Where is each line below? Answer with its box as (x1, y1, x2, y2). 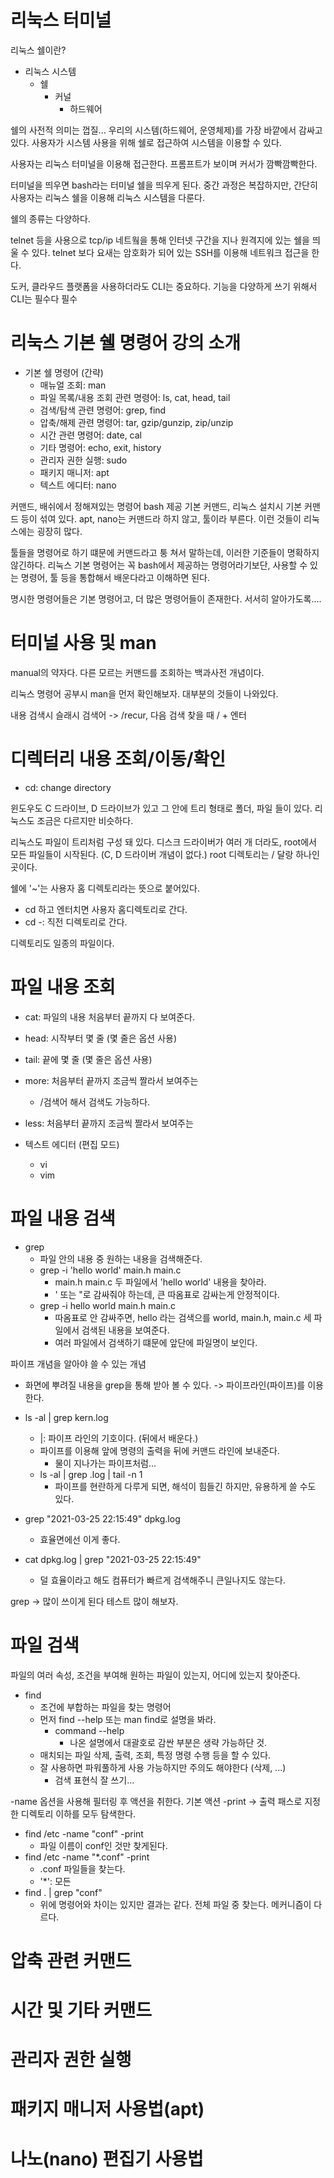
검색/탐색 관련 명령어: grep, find (39, 404, 167, 416)
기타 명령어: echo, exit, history (39, 441, 162, 453)
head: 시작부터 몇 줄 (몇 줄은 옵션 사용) (24, 1032, 178, 1044)
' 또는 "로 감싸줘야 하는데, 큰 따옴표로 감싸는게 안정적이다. (54, 1288, 280, 1300)
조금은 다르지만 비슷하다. (36, 814, 134, 826)
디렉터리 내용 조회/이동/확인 (10, 748, 227, 770)
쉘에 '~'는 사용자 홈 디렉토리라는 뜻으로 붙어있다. (10, 882, 200, 894)
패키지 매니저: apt (39, 466, 110, 478)
